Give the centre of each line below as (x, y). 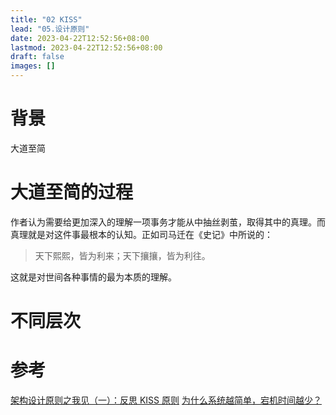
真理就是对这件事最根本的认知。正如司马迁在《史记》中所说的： (141, 234)
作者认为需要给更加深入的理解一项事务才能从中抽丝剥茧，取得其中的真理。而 (168, 222)
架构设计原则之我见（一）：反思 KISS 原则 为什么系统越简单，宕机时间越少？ (166, 400)
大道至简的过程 (72, 192)
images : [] (33, 66)
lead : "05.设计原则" (50, 29)
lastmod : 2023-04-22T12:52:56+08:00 (86, 47)
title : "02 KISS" (46, 19)
